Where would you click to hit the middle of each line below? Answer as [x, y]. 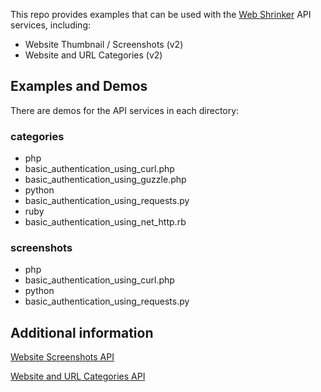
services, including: [51, 25]
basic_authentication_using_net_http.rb [105, 222]
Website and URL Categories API [78, 376]
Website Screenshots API [62, 357]
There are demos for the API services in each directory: [125, 110]
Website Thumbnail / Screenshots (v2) [104, 44]
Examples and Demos [79, 86]
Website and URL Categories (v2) [93, 55]
